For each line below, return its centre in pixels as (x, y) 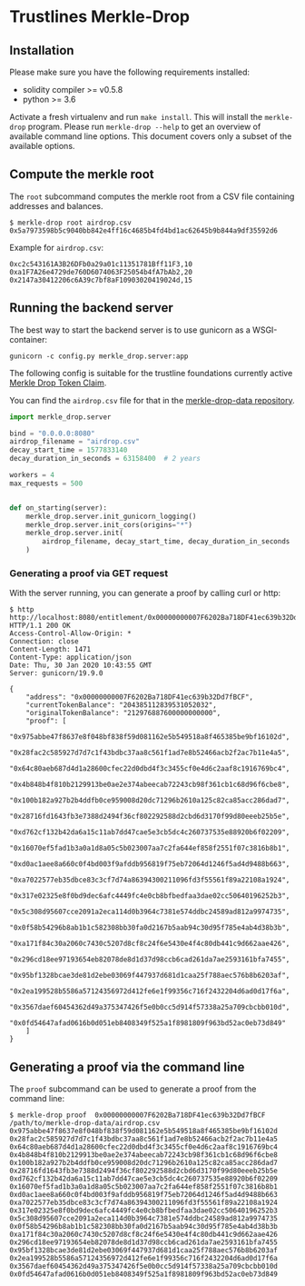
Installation (42, 50)
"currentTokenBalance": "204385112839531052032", (122, 705)
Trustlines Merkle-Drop (100, 17)
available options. (42, 146)
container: (29, 339)
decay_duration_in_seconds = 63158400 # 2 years (105, 459)
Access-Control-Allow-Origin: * (70, 633)
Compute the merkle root (82, 174)
